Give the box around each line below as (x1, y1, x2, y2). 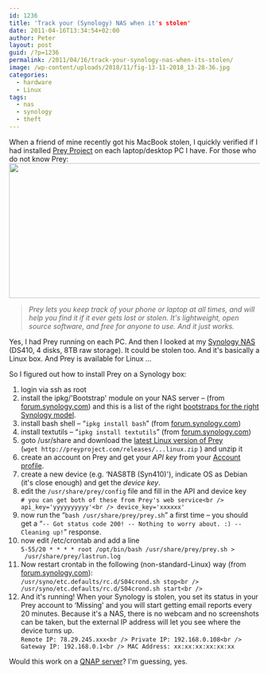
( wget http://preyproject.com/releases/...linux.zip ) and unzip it (20, 444, 243, 453)
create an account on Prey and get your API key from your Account (20, 452, 241, 462)
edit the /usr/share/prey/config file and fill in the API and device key (20, 486, 247, 496)
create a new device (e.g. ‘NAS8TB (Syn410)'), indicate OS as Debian (20, 469, 248, 479)
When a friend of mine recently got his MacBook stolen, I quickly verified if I (9, 137, 258, 147)
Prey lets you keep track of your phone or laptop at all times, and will (28, 304, 255, 314)
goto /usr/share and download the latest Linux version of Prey (20, 435, 223, 445)
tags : (9, 93, 27, 101)
